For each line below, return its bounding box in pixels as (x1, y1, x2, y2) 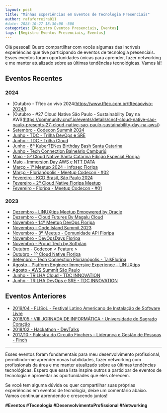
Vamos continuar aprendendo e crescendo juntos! (5, 393, 108, 399)
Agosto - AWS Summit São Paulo (12, 267, 81, 273)
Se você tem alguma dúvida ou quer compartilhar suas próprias (5, 382, 136, 388)
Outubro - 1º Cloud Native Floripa (12, 251, 81, 257)
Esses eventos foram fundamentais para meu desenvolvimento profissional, (5, 351, 161, 357)
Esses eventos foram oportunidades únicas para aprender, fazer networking (5, 55, 161, 60)
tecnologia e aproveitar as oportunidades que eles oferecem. (5, 372, 130, 378)
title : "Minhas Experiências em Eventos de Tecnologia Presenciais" (5, 12, 150, 17)
